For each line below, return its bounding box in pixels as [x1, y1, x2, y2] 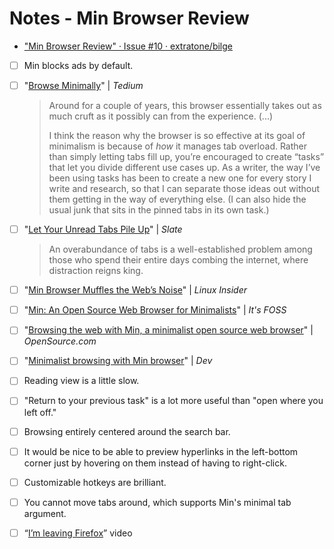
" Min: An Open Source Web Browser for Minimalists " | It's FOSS [23, 304, 287, 316]
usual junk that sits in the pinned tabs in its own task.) [48, 204, 270, 216]
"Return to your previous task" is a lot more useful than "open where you [23, 395, 324, 407]
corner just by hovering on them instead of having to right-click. [23, 457, 287, 469]
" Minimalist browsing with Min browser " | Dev [23, 355, 213, 367]
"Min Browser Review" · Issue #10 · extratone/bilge [23, 40, 233, 52]
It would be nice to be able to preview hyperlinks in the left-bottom [23, 445, 299, 457]
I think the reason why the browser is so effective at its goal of [48, 130, 306, 142]
